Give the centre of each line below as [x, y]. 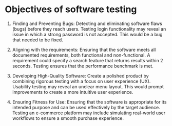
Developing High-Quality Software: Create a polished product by [81, 75]
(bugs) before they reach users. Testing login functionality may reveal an [89, 29]
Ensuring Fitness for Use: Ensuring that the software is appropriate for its [89, 102]
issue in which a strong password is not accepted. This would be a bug [87, 34]
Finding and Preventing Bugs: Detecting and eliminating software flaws [87, 23]
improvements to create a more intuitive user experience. [73, 92]
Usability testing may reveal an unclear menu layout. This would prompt [88, 86]
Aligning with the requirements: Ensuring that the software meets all [84, 49]
